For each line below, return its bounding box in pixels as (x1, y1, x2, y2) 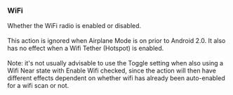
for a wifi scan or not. (7, 82, 69, 90)
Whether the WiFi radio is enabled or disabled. (7, 22, 142, 30)
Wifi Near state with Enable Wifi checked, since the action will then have (7, 66, 216, 75)
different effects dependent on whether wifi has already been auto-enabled (7, 74, 226, 82)
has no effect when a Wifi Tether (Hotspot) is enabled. (7, 44, 164, 53)
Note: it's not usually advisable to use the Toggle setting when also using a (7, 59, 223, 68)
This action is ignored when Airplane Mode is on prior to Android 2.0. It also (7, 37, 226, 45)
